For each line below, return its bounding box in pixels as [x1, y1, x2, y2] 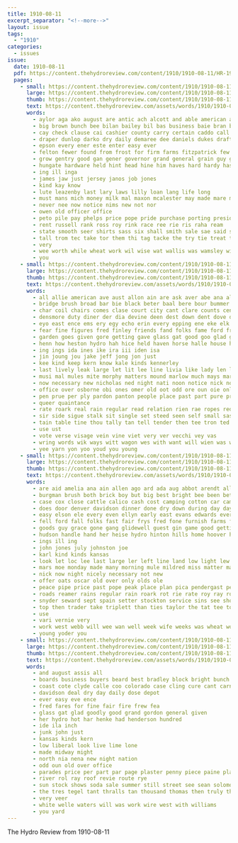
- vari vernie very [33, 617, 91, 624]
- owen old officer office [33, 208, 113, 216]
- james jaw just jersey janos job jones [33, 175, 157, 182]
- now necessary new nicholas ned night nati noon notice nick [33, 379, 223, 386]
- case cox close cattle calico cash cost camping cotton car [33, 498, 220, 506]
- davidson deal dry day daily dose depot [33, 689, 160, 696]
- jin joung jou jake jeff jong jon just [33, 353, 157, 360]
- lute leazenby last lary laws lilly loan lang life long [33, 189, 211, 196]
